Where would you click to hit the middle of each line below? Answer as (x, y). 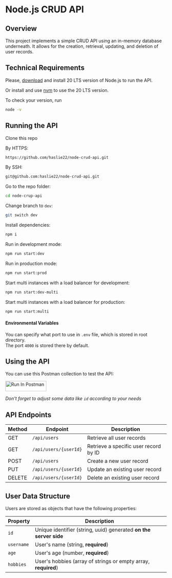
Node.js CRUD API (45, 10)
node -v (14, 110)
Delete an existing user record (123, 478)
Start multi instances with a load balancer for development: (68, 283)
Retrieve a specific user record (124, 446)
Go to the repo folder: (28, 187)
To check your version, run (34, 100)
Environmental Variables (32, 323)
